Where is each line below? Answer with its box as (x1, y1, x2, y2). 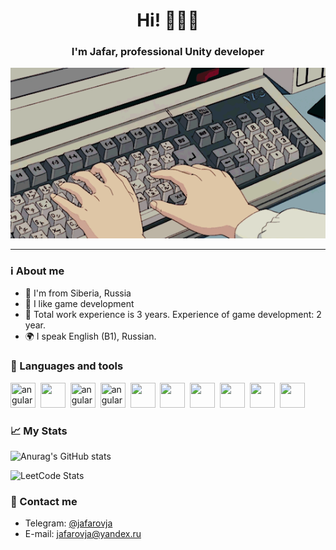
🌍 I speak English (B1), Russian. (24, 330, 157, 343)
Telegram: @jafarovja (24, 517, 113, 529)
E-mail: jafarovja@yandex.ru (24, 528, 142, 540)
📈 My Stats (10, 424, 68, 438)
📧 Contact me (10, 494, 78, 508)
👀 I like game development (24, 298, 135, 310)
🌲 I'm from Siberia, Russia (24, 287, 132, 299)
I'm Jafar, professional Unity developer (71, 45, 265, 59)
